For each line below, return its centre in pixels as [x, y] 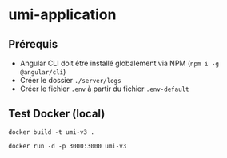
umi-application [62, 15]
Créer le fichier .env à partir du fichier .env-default [104, 89]
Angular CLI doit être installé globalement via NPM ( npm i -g [119, 63]
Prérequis [33, 44]
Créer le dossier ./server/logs [70, 80]
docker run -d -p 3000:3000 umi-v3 [68, 146]
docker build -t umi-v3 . [51, 132]
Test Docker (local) [57, 114]
